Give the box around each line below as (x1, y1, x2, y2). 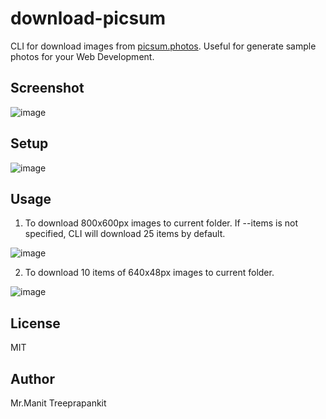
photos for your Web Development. (10, 50, 155, 62)
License (10, 315, 61, 332)
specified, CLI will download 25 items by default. (24, 228, 226, 240)
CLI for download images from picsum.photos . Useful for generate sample (10, 40, 317, 52)
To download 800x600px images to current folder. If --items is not (24, 217, 299, 229)
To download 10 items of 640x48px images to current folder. (24, 267, 275, 279)
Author (10, 370, 55, 387)
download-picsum (10, 7, 167, 30)
